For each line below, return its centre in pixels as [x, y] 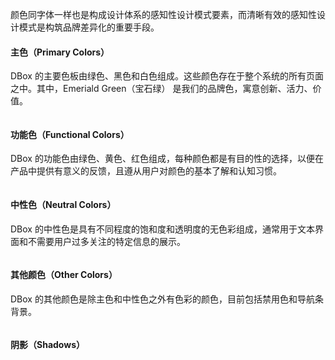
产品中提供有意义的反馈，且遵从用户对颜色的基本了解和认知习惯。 [146, 171]
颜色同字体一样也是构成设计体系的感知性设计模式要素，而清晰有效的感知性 [163, 14]
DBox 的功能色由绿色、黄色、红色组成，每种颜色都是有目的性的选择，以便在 [167, 159]
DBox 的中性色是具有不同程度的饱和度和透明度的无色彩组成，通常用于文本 [162, 229]
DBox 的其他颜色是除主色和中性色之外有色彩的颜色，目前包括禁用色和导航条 [167, 299]
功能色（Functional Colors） [70, 134]
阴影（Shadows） [47, 345]
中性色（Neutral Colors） [63, 204]
